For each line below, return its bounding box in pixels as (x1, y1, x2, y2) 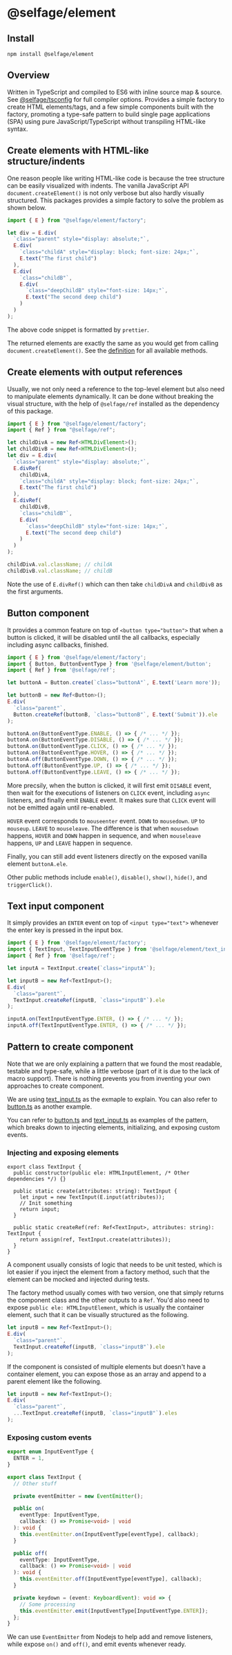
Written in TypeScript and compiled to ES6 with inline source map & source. (7, 88, 222, 96)
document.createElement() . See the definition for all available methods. (7, 346, 209, 355)
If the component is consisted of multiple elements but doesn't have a (7, 1362, 206, 1370)
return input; (19, 1206, 60, 1213)
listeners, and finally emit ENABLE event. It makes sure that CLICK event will (7, 796, 216, 804)
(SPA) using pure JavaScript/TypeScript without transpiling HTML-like (7, 117, 206, 125)
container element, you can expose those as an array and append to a (7, 1370, 206, 1378)
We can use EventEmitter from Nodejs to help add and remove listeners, (7, 1633, 213, 1641)
